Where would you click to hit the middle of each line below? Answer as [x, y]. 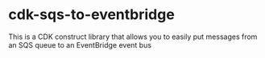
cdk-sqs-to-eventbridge [91, 15]
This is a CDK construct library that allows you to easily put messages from [133, 37]
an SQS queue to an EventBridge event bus [80, 44]
